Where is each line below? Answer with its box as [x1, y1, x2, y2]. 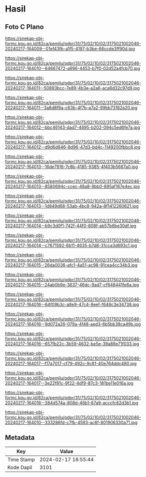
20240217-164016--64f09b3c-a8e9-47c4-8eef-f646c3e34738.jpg [5, 302, 139, 307]
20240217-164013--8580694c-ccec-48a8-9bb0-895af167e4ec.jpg [5, 184, 140, 189]
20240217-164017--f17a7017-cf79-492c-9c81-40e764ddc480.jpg [5, 361, 137, 366]
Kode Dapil [7, 464, 32, 471]
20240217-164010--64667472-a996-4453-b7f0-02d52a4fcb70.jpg [5, 65, 140, 71]
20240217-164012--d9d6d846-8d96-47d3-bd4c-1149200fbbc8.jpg [5, 144, 141, 150]
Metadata [5, 433, 35, 442]
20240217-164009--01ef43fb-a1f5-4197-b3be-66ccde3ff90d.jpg [5, 46, 135, 51]
